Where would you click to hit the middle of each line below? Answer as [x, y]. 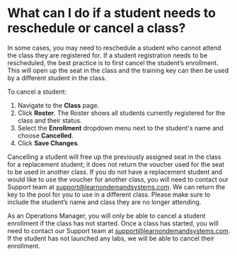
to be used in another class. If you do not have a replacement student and [115, 172]
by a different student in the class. [57, 78]
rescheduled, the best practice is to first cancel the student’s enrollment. [113, 62]
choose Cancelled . [45, 135]
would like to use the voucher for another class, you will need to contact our [118, 179]
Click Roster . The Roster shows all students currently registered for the [121, 113]
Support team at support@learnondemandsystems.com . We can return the [116, 187]
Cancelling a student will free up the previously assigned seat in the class [114, 157]
